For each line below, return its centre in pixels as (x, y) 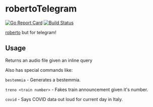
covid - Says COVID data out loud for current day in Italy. (64, 99)
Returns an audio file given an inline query (49, 60)
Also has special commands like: (39, 70)
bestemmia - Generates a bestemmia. (43, 80)
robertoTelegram (41, 9)
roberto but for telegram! (31, 32)
